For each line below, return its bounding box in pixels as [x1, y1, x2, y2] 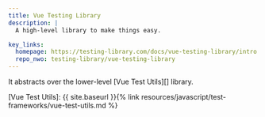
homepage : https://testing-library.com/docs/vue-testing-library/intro [15, 48, 258, 56]
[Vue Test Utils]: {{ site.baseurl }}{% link [8, 92, 140, 101]
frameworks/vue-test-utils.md [8, 100, 107, 110]
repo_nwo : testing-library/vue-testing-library [15, 55, 176, 63]
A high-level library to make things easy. [15, 26, 161, 34]
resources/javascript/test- [141, 92, 226, 101]
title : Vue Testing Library [8, 11, 102, 20]
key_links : [8, 40, 44, 48]
